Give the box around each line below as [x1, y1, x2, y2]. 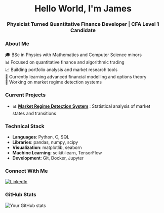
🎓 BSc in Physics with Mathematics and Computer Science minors [5, 52, 142, 58]
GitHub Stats [5, 191, 37, 198]
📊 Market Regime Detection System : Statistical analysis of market [12, 103, 151, 109]
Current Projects [5, 91, 46, 98]
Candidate [70, 27, 96, 34]
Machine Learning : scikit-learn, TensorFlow [12, 150, 102, 155]
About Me [5, 40, 30, 47]
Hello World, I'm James [34, 3, 132, 14]
